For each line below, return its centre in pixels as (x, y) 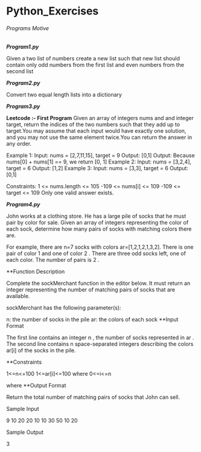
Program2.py (23, 83)
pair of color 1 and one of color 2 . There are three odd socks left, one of (96, 253)
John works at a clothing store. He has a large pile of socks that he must (96, 216)
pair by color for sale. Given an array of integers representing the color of (97, 223)
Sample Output (25, 432)
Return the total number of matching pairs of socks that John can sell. (93, 397)
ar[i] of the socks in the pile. (41, 351)
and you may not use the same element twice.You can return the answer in (99, 138)
